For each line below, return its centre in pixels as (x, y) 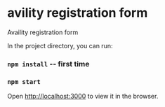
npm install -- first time (48, 64)
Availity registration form (43, 32)
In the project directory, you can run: (60, 45)
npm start (24, 81)
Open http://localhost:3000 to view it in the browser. (83, 97)
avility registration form (78, 13)
